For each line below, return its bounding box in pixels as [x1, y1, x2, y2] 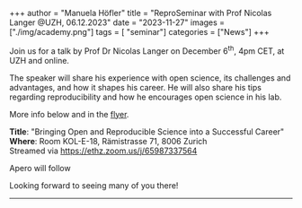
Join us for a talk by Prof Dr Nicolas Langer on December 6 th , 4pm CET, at [9, 44, 285, 56]
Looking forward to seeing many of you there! [9, 179, 179, 191]
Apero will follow [9, 162, 71, 173]
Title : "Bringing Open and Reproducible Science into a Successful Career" [9, 126, 285, 137]
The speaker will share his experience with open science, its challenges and [9, 72, 291, 83]
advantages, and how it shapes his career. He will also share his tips [9, 82, 262, 92]
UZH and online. [9, 55, 70, 65]
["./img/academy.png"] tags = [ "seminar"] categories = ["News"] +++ [9, 27, 270, 37]
